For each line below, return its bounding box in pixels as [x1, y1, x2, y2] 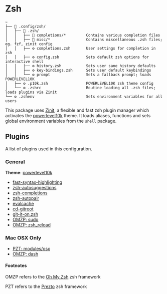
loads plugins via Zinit [5, 90, 57, 95]
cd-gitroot [12, 206, 34, 212]
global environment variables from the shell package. [5, 118, 117, 124]
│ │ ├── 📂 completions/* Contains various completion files [5, 33, 160, 38]
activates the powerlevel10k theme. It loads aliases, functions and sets [5, 112, 151, 118]
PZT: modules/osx [12, 246, 51, 252]
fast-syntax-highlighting [12, 179, 63, 185]
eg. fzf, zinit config [5, 41, 53, 47]
